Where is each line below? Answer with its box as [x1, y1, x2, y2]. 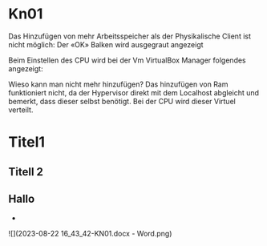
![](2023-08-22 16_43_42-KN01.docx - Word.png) [8, 229, 172, 239]
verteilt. [8, 105, 34, 115]
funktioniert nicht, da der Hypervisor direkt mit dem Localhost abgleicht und [8, 87, 259, 97]
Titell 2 [8, 165, 44, 179]
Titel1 [8, 133, 46, 151]
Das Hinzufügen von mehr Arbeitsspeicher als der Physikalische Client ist [8, 31, 251, 41]
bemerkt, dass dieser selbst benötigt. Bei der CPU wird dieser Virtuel [8, 96, 237, 106]
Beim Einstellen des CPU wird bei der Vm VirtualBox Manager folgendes [8, 55, 246, 65]
